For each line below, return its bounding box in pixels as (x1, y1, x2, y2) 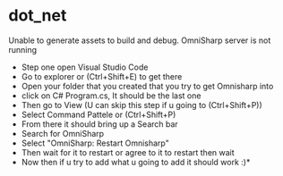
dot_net (8, 5, 67, 26)
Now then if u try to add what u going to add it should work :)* (21, 156, 251, 167)
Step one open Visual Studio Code (21, 62, 149, 72)
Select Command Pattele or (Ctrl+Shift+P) (21, 109, 176, 120)
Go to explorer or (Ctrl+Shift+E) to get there (21, 71, 183, 81)
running (8, 44, 38, 54)
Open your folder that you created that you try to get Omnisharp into (21, 80, 274, 91)
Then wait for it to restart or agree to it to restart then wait (21, 147, 235, 157)
